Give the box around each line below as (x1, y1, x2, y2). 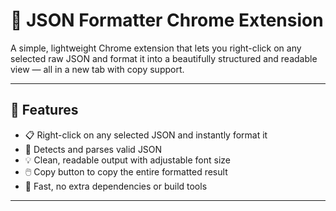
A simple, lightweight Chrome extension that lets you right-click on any (10, 42, 302, 54)
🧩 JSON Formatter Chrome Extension (10, 9, 324, 32)
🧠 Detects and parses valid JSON (24, 143, 163, 155)
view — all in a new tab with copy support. (10, 63, 185, 75)
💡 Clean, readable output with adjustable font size (24, 154, 232, 166)
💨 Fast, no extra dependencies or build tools (24, 180, 208, 192)
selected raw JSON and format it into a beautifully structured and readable (10, 52, 318, 64)
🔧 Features (10, 102, 79, 119)
